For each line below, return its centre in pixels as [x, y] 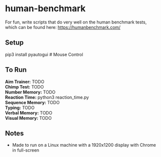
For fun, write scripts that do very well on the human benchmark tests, [76, 22]
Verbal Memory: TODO [29, 112]
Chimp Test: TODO [24, 87]
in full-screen [26, 150]
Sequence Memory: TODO [32, 102]
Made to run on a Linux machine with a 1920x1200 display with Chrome [84, 145]
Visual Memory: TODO [28, 118]
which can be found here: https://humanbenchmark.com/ [63, 27]
